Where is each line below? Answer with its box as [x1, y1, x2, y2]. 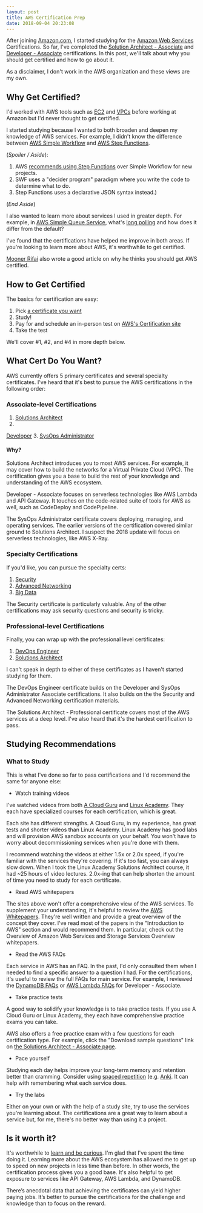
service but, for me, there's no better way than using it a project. [6, 1116, 167, 1123]
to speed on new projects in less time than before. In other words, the [6, 1162, 180, 1170]
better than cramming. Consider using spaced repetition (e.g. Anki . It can [6, 1073, 188, 1080]
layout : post [6, 9, 39, 15]
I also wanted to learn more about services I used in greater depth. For [6, 212, 182, 219]
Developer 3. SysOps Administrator [6, 432, 95, 439]
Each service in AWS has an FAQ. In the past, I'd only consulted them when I [6, 962, 197, 969]
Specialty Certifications [6, 550, 78, 558]
